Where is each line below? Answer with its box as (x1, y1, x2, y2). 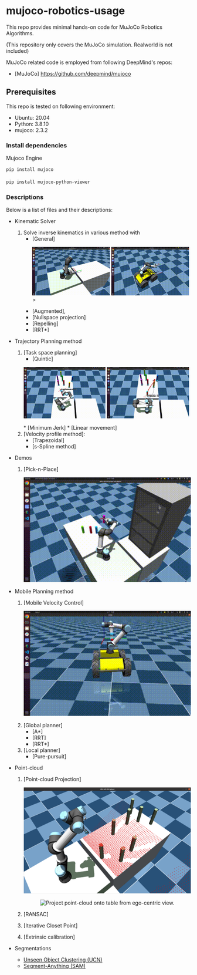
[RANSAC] (23, 911, 49, 918)
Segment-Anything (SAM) (23, 963, 86, 970)
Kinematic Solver (14, 217, 56, 224)
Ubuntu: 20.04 (14, 114, 50, 121)
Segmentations (14, 945, 52, 952)
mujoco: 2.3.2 (14, 126, 48, 133)
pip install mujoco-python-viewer (6, 179, 91, 185)
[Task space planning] (23, 349, 77, 356)
